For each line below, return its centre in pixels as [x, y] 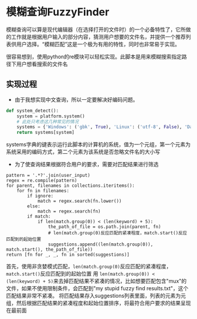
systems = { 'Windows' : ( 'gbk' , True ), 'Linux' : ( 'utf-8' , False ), [99, 127]
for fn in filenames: [43, 191]
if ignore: [40, 196]
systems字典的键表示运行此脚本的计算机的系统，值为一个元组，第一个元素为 [98, 145]
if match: [39, 217]
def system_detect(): [33, 110]
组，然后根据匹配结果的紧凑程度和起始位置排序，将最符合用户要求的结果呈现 [98, 303]
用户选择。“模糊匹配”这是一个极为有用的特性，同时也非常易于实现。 [98, 44]
